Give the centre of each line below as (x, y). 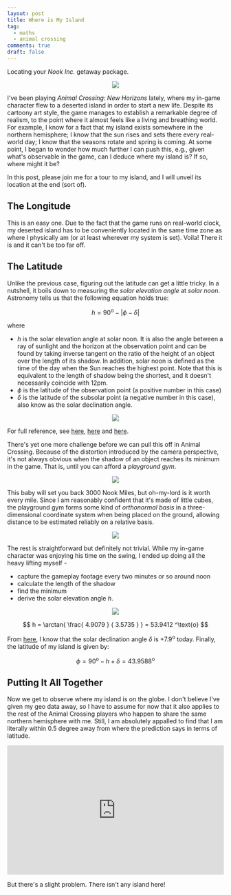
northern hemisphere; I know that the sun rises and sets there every (103, 134)
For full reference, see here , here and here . (68, 431)
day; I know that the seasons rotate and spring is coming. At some (118, 141)
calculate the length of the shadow (66, 584)
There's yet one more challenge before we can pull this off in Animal (104, 445)
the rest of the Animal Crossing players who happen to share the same (107, 714)
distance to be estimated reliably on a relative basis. (81, 522)
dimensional (24, 515)
